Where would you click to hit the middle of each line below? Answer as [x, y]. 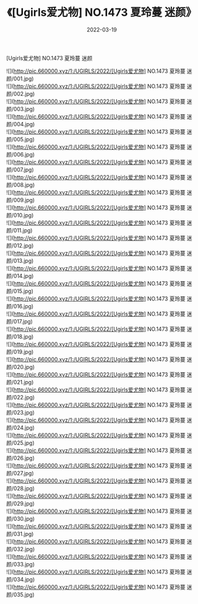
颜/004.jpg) [21, 124]
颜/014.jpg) [20, 276]
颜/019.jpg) [20, 351]
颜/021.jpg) [20, 382]
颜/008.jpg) [21, 185]
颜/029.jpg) [21, 503]
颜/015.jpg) [20, 291]
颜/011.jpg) [19, 230]
